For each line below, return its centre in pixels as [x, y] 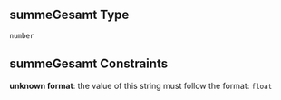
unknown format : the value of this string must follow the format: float [141, 85]
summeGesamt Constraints [89, 64]
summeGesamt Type [69, 15]
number [22, 35]
